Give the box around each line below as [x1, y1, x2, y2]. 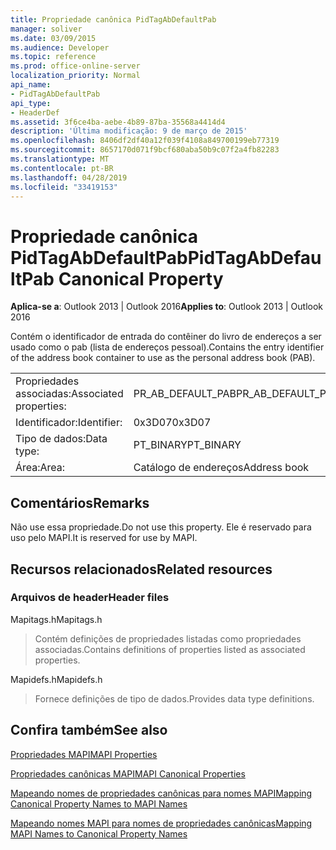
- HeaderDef [10, 107, 60, 118]
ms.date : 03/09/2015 [10, 33, 97, 43]
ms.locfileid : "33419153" [10, 182, 118, 192]
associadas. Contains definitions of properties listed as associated [34, 643, 306, 655]
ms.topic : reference [10, 52, 97, 62]
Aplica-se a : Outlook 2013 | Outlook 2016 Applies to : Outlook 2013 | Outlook [10, 301, 324, 313]
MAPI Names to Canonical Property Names [10, 827, 188, 840]
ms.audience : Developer [10, 42, 110, 53]
